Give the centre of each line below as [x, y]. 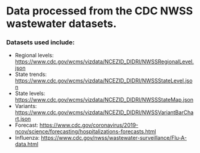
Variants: [26, 106]
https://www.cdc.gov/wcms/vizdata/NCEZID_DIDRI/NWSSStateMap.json [104, 100]
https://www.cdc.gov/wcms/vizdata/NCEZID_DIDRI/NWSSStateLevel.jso [104, 81]
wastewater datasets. [61, 24]
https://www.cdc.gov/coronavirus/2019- [89, 125]
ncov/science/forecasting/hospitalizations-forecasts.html [85, 131]
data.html [27, 144]
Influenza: [27, 138]
